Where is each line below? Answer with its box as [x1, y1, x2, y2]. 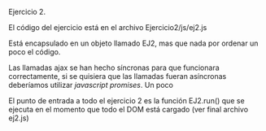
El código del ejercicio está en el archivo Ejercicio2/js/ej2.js [8, 23, 207, 32]
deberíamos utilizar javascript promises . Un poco [8, 81, 173, 90]
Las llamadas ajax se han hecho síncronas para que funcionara [8, 63, 220, 72]
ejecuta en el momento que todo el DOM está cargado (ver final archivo [8, 105, 249, 114]
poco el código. [8, 47, 61, 56]
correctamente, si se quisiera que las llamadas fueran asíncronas [8, 72, 227, 81]
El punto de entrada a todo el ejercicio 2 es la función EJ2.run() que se [8, 96, 246, 105]
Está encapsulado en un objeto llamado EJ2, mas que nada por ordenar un [8, 38, 259, 48]
